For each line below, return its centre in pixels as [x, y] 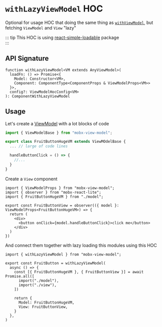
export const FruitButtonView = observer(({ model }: [62, 205]
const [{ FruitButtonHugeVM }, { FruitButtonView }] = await [79, 272]
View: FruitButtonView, [43, 307]
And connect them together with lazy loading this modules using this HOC [81, 245]
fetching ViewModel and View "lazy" [41, 27]
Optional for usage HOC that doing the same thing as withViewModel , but [79, 22]
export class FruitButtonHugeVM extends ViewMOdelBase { [66, 142]
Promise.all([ [20, 276]
